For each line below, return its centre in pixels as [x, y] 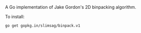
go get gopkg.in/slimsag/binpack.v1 [43, 26]
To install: [15, 16]
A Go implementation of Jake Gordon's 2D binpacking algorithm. [71, 7]
